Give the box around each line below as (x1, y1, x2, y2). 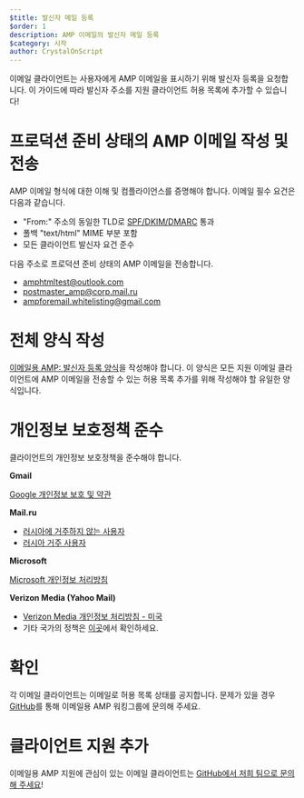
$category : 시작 (9, 38, 67, 48)
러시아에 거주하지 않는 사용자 (22, 525, 125, 536)
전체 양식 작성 (9, 331, 105, 351)
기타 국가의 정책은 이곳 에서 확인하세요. (22, 622, 159, 633)
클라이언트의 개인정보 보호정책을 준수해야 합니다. (9, 452, 182, 463)
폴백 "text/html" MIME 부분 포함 (22, 228, 138, 239)
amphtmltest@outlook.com (22, 276, 124, 287)
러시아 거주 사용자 (22, 537, 86, 548)
